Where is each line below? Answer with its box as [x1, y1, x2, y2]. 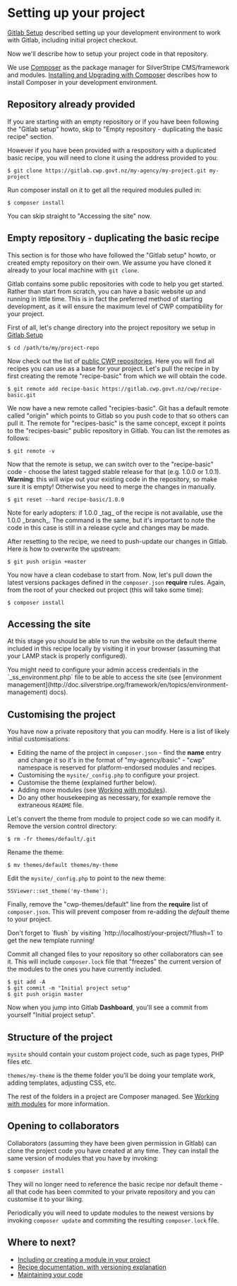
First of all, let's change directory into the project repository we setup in [7, 323, 216, 332]
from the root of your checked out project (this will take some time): [7, 586, 204, 594]
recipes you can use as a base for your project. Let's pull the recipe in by [7, 364, 219, 372]
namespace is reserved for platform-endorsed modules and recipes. [17, 763, 217, 772]
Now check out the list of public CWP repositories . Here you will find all [7, 356, 215, 365]
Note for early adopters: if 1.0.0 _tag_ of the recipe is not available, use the [7, 508, 224, 516]
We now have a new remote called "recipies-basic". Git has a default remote [7, 404, 229, 412]
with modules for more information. [7, 1100, 110, 1108]
